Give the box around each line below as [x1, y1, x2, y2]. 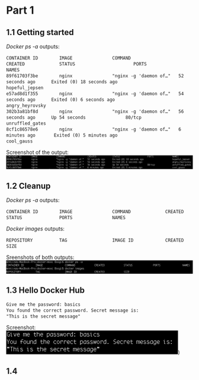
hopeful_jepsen [6, 85, 44, 91]
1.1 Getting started [6, 27, 74, 37]
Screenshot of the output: [6, 149, 69, 156]
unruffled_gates [6, 121, 46, 126]
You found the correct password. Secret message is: [6, 308, 139, 313]
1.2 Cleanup [6, 180, 51, 191]
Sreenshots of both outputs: [6, 254, 75, 261]
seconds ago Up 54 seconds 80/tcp [6, 115, 142, 121]
